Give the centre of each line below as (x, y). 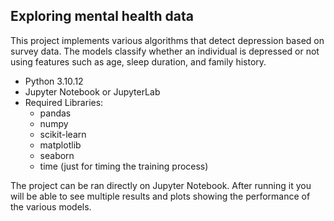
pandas (55, 113)
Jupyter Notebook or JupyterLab (92, 91)
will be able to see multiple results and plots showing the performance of (160, 196)
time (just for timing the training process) (124, 166)
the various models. (51, 206)
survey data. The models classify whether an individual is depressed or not (165, 51)
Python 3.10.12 (54, 81)
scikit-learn (63, 134)
